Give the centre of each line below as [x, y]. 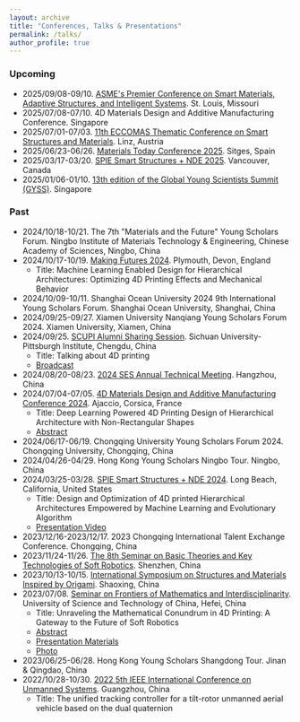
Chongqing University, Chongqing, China [98, 450]
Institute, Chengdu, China [109, 345]
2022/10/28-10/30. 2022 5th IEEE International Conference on [137, 679]
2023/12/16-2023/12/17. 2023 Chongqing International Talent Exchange [153, 536]
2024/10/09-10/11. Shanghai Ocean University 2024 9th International [149, 298]
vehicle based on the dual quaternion [104, 708]
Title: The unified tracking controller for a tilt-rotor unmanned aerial [159, 698]
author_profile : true [50, 43]
